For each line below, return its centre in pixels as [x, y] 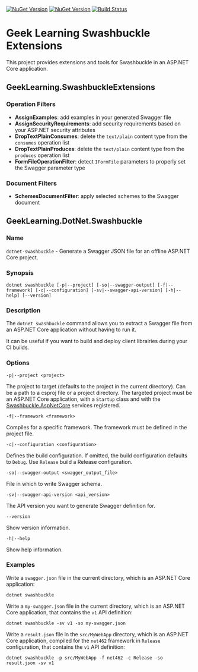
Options [18, 363]
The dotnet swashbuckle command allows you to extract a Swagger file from [99, 324]
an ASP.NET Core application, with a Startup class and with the [84, 399]
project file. [20, 434]
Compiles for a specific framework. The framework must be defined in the [97, 427]
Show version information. [38, 527]
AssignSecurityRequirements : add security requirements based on [98, 123]
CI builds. [18, 347]
